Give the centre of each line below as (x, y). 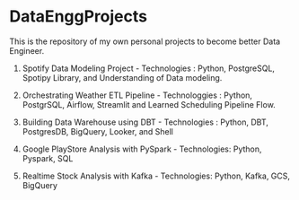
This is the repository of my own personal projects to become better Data (145, 41)
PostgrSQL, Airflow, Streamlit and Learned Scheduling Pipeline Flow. (149, 104)
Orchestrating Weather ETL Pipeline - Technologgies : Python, (137, 95)
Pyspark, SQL (48, 158)
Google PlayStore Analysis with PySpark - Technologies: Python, (142, 149)
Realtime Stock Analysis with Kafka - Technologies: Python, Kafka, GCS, (156, 176)
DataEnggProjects (79, 17)
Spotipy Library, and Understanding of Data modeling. (122, 77)
